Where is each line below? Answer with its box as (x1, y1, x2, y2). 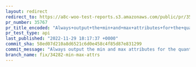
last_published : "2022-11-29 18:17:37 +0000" (5, 36, 118, 41)
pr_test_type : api (5, 30, 50, 36)
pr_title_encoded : (5, 24, 50, 31)
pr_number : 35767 (5, 19, 48, 25)
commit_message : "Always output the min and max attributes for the (5, 47, 176, 52)
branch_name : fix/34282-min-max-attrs (5, 52, 100, 58)
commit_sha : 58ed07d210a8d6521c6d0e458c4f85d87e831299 (5, 41, 142, 47)
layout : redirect (5, 8, 48, 15)
